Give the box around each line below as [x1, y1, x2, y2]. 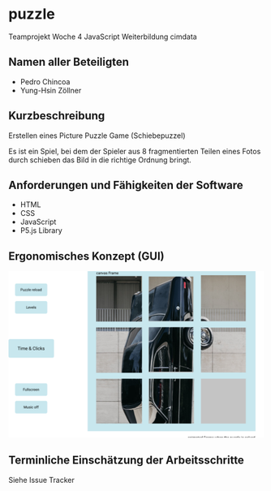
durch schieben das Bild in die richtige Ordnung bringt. [8, 155, 192, 165]
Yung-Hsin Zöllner [19, 85, 82, 95]
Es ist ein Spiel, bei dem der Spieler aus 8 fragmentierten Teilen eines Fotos [8, 146, 261, 156]
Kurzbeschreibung [8, 109, 105, 123]
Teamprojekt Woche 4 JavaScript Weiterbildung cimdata [8, 32, 197, 41]
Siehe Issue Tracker [8, 475, 75, 485]
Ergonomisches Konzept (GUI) [8, 249, 165, 263]
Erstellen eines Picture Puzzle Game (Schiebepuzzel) [8, 131, 186, 140]
